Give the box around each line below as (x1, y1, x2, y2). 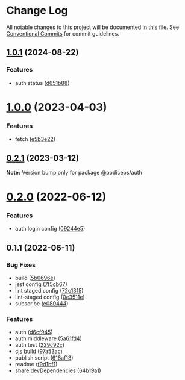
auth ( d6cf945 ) (14, 329, 53, 336)
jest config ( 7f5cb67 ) (14, 281, 67, 288)
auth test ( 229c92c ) (14, 341, 65, 349)
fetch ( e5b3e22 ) (14, 135, 56, 143)
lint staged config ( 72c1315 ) (14, 287, 84, 294)
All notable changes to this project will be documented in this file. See (6, 23, 180, 31)
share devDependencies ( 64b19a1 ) (14, 367, 101, 374)
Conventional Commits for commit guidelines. (6, 30, 119, 37)
